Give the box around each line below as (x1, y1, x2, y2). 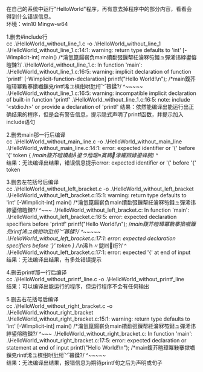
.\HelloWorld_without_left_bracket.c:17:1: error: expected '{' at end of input (6, 249, 191, 256)
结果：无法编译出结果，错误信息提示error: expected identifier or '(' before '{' (6, 159, 196, 166)
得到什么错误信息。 (6, 13, 54, 20)
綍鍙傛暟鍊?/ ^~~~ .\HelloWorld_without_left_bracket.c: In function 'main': (6, 206, 189, 214)
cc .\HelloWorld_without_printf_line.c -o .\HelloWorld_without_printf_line (6, 276, 185, 282)
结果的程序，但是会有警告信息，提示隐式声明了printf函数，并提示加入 (11, 111, 184, 118)
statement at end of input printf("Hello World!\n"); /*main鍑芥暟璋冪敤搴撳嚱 (6, 344, 195, 351)
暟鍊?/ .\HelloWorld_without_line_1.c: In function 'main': (6, 61, 143, 68)
